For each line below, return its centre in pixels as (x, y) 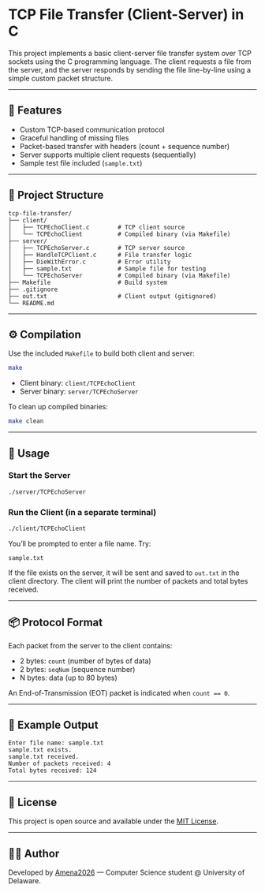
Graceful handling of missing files (74, 138)
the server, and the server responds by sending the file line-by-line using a (129, 69)
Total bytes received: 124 (52, 771)
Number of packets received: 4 (60, 764)
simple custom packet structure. (61, 78)
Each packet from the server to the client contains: (90, 645)
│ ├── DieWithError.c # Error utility (90, 262)
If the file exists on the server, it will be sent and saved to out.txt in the (124, 573)
